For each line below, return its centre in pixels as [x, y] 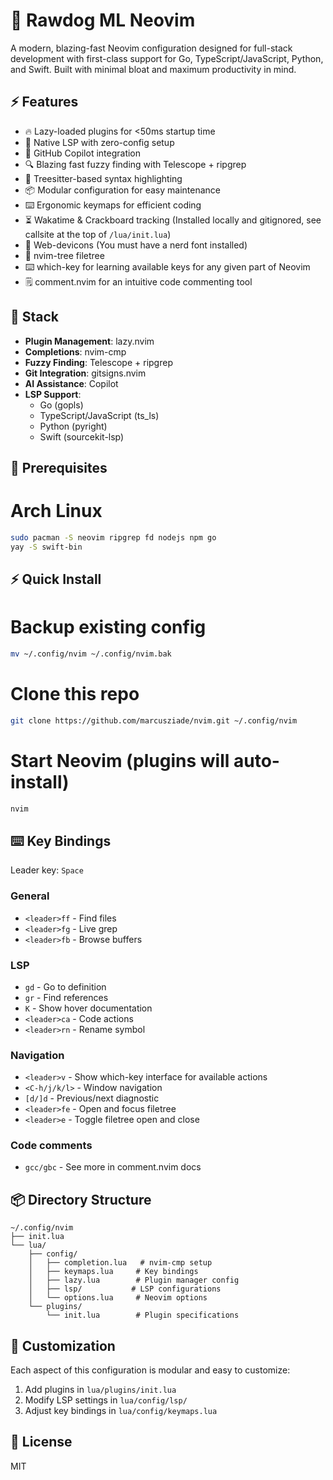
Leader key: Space [47, 870]
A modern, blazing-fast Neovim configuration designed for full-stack [151, 48]
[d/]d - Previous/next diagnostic [92, 1098]
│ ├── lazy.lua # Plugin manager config [134, 1280]
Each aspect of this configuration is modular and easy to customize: [150, 1370]
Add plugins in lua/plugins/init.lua [100, 1390]
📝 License [41, 1442]
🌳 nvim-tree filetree [64, 255]
